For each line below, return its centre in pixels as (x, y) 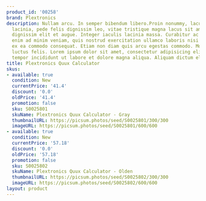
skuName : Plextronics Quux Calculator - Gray (71, 115)
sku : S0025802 (30, 166)
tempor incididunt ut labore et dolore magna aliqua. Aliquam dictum (102, 58)
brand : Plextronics (31, 18)
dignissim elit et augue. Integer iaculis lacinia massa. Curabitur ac (105, 35)
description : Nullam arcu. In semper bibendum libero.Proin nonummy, (97, 23)
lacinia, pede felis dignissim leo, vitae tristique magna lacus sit (102, 29)
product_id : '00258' (33, 12)
